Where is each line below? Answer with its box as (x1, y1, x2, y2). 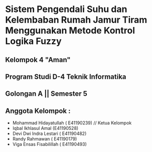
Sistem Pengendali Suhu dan (5, 4, 127, 15)
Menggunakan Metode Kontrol (5, 25, 135, 36)
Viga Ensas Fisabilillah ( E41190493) (12, 141, 87, 147)
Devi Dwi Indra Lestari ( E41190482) (12, 130, 87, 136)
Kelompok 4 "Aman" (5, 55, 71, 64)
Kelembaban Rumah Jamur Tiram (5, 14, 147, 26)
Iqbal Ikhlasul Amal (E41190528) (12, 125, 79, 131)
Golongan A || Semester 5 (5, 89, 88, 98)
